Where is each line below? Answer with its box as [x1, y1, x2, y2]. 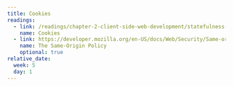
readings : [7, 17, 36, 24]
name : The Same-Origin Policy [19, 42, 107, 49]
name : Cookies [19, 29, 60, 37]
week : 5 [13, 62, 36, 69]
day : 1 [13, 68, 33, 75]
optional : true [19, 49, 64, 56]
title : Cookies [7, 10, 51, 17]
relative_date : [7, 55, 51, 62]
